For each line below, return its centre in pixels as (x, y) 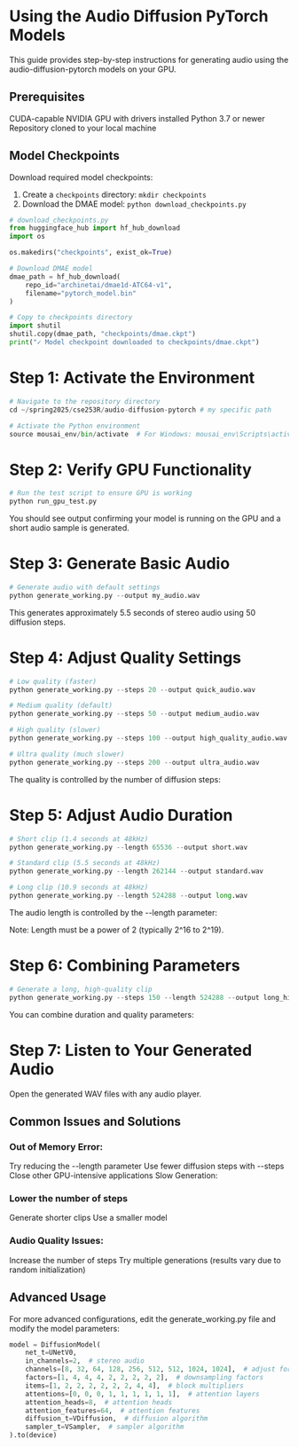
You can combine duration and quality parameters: (102, 1014)
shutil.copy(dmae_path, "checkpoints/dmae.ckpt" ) (103, 334)
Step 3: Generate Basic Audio (120, 564)
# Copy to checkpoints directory (71, 318)
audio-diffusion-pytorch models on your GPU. (93, 69)
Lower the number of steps (69, 1199)
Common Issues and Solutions (95, 1121)
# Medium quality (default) (61, 706)
